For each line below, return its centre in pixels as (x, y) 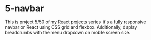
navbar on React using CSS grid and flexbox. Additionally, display (71, 27)
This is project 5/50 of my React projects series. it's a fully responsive (75, 22)
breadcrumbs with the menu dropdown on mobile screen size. (68, 32)
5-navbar (25, 9)
